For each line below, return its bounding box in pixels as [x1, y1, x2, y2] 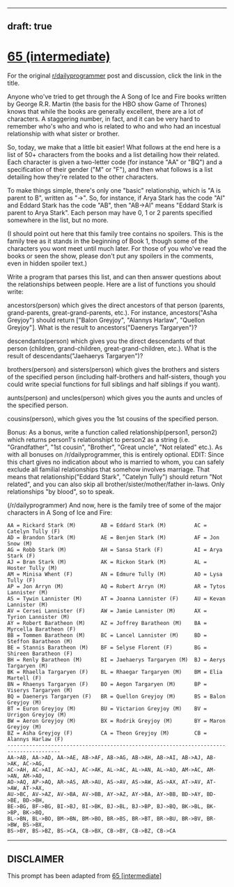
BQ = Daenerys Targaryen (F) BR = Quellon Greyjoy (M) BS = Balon [7, 693, 226, 701]
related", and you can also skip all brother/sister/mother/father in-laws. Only [7, 480, 225, 489]
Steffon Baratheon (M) [7, 638, 73, 645]
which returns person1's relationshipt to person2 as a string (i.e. [7, 436, 190, 444]
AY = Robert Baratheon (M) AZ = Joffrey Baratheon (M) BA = [7, 620, 208, 627]
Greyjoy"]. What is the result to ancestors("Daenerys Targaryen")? [7, 323, 197, 332]
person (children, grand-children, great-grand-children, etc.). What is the [7, 344, 217, 353]
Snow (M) [7, 541, 33, 548]
